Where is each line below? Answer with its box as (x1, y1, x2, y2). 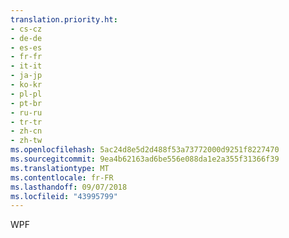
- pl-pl (10, 89, 43, 99)
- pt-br (10, 98, 43, 108)
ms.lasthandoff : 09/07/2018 (10, 182, 128, 192)
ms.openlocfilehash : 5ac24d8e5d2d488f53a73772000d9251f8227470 (10, 145, 280, 155)
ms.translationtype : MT (10, 163, 110, 173)
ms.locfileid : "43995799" (10, 191, 118, 201)
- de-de (10, 33, 43, 43)
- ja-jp (10, 71, 43, 81)
